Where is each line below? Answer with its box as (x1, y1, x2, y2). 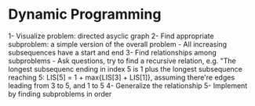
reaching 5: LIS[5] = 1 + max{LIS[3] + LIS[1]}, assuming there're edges (8, 72, 235, 82)
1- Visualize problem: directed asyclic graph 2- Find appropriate (8, 31, 214, 41)
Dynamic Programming (8, 5, 162, 23)
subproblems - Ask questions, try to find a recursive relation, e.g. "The (8, 56, 237, 65)
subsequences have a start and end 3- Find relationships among (8, 48, 217, 57)
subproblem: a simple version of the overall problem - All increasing (8, 39, 228, 48)
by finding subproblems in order (8, 89, 112, 98)
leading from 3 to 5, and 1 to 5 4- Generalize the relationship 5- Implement (8, 80, 248, 90)
